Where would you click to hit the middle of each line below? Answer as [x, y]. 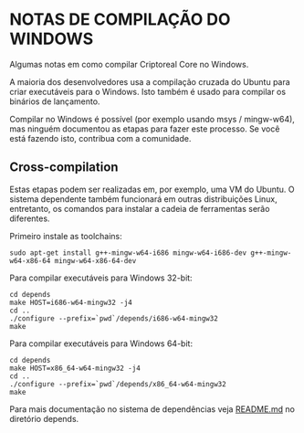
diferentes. [30, 218]
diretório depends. [44, 418]
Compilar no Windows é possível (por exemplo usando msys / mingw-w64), [152, 119]
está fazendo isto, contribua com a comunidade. [100, 138]
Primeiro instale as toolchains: [66, 236]
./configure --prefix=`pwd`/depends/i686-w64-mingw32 [114, 318]
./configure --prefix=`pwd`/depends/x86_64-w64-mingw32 [118, 384]
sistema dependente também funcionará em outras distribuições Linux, [144, 199]
